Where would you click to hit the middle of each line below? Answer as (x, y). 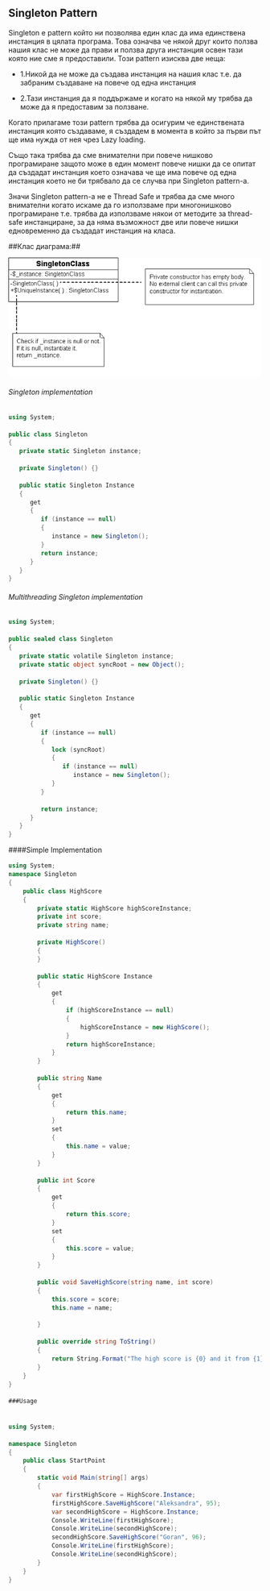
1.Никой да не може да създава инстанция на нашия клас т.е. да (131, 74)
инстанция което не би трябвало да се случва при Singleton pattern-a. (129, 181)
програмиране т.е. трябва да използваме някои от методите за (117, 214)
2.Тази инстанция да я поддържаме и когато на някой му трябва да (136, 98)
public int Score (66, 1180)
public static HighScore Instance (95, 976)
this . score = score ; (86, 1299)
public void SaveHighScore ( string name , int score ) (126, 1282)
